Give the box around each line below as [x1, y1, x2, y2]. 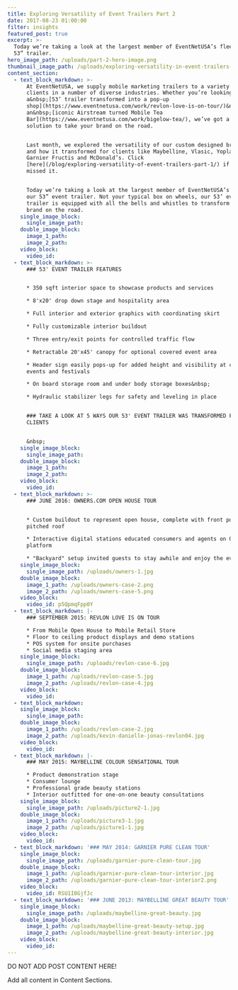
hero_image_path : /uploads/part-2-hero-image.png [7, 57, 157, 64]
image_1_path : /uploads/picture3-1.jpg [25, 817, 144, 825]
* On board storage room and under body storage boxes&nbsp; [25, 380, 211, 388]
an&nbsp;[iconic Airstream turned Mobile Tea [25, 109, 163, 116]
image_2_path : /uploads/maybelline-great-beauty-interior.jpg [25, 929, 214, 937]
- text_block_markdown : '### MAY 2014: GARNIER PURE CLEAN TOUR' [13, 843, 211, 850]
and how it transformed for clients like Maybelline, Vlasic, [25, 148, 214, 155]
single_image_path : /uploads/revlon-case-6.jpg [25, 660, 170, 667]
